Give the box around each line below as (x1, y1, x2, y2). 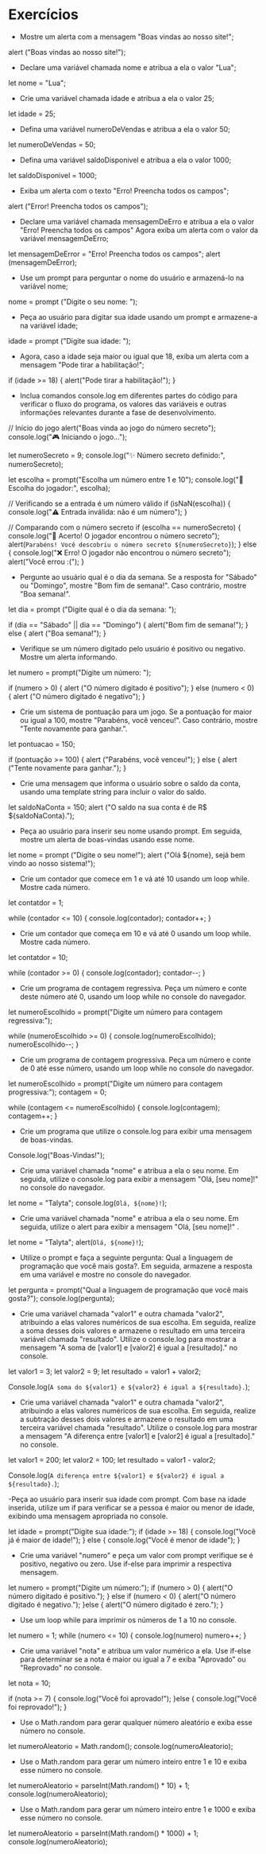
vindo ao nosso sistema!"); (8, 858, 96, 868)
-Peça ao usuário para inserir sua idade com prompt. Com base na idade (8, 1494, 246, 1504)
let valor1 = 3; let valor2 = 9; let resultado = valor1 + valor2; (8, 1366, 201, 1376)
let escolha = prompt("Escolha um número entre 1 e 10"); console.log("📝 (8, 475, 244, 484)
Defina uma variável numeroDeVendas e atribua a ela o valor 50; (19, 124, 230, 134)
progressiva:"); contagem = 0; (8, 1087, 107, 1097)
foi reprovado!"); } (8, 1702, 67, 1712)
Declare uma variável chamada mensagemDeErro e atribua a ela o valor (19, 216, 255, 226)
